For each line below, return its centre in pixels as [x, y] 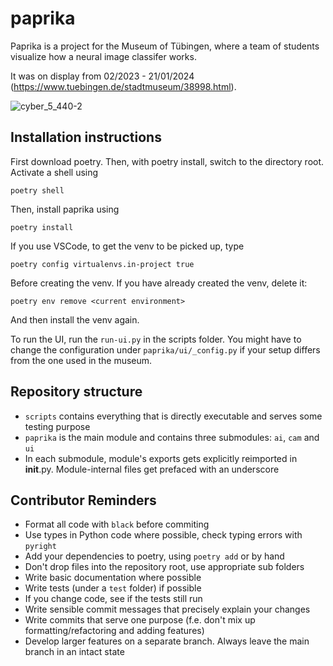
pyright [40, 547]
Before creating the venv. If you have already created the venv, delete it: [159, 283]
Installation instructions [86, 137]
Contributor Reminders [83, 500]
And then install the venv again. [75, 319]
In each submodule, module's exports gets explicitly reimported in [161, 458]
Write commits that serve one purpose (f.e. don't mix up [140, 620]
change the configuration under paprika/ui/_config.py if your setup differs [165, 349]
